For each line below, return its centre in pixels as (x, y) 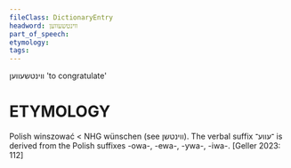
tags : (19, 51)
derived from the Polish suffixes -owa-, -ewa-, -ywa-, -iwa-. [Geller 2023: (145, 146)
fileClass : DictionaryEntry (61, 17)
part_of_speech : (39, 34)
